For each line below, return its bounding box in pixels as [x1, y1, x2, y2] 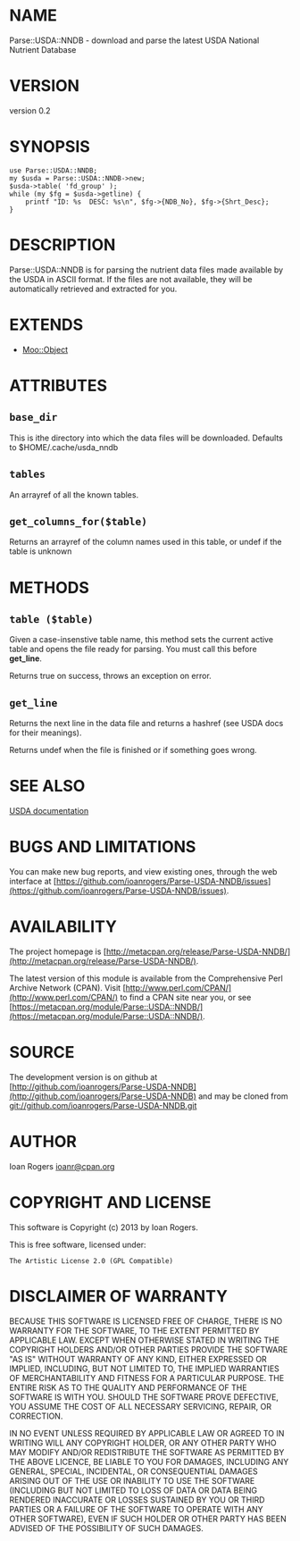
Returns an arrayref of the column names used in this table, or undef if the [9, 537, 282, 548]
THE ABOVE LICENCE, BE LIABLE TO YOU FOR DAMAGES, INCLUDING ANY [9, 1456, 289, 1467]
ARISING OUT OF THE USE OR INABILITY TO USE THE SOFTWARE [9, 1475, 255, 1486]
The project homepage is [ [9, 946, 107, 957]
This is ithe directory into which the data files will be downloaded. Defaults [9, 432, 283, 443]
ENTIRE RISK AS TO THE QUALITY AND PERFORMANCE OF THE [9, 1382, 247, 1393]
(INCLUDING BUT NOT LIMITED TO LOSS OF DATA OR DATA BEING [9, 1485, 258, 1495]
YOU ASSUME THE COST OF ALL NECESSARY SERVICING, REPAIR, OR [9, 1401, 272, 1411]
